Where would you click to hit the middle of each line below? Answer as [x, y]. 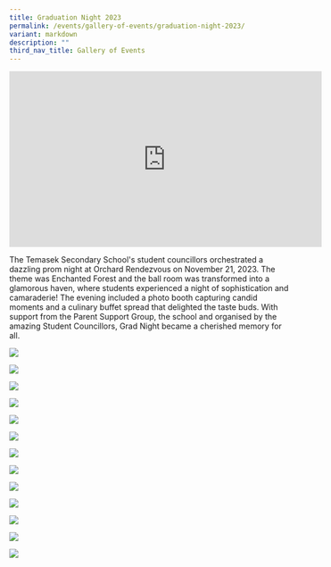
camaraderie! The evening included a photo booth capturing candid [133, 298]
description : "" [39, 42]
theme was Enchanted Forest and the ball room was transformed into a [140, 279]
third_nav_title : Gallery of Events [77, 51]
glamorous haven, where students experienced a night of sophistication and [149, 288]
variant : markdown [43, 34]
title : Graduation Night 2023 [66, 17]
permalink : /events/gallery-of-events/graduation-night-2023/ [127, 26]
